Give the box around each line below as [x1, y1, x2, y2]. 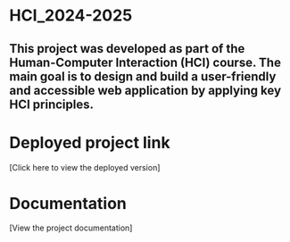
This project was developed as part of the [9, 41, 245, 56]
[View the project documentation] [9, 222, 133, 233]
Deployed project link [9, 132, 171, 153]
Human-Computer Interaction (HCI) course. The [9, 54, 281, 70]
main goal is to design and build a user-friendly [9, 69, 277, 84]
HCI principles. [9, 96, 94, 112]
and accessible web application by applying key [9, 82, 282, 98]
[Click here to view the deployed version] [9, 162, 161, 172]
